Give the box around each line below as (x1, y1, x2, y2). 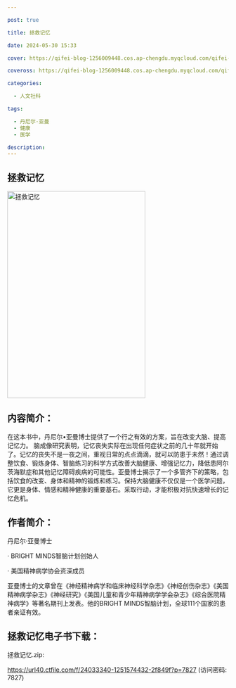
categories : (7, 80, 42, 87)
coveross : (7, 68, 37, 75)
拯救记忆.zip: (7, 650, 44, 658)
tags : (7, 106, 23, 113)
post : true (7, 16, 39, 23)
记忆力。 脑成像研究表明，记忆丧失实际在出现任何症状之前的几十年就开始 (7, 441, 218, 450)
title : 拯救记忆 (7, 29, 51, 36)
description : (7, 144, 46, 151)
